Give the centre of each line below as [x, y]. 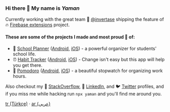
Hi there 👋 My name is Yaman [42, 8]
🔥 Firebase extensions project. [38, 25]
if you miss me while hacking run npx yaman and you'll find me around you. [84, 94]
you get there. [27, 65]
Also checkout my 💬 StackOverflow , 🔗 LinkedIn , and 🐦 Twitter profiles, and [85, 86]
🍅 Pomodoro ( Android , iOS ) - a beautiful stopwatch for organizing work [88, 70]
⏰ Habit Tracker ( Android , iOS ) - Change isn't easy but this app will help [89, 59]
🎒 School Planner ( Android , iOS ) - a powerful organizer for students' [85, 48]
